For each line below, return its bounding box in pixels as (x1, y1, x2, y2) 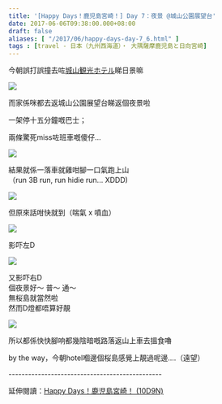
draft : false (8, 27, 53, 35)
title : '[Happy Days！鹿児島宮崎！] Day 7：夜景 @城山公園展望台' (8, 11, 216, 20)
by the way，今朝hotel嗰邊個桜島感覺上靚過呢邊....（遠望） (8, 353, 205, 363)
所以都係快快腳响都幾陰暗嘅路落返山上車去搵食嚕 (8, 336, 172, 345)
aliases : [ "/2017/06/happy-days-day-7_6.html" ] (8, 34, 180, 43)
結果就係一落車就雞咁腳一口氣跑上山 (8, 165, 130, 175)
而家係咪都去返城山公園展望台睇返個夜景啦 (8, 98, 151, 108)
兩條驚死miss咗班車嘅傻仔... (8, 132, 101, 142)
